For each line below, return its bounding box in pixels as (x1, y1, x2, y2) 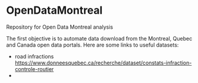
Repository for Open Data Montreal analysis (6, 23, 114, 30)
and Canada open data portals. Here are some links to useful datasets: (6, 41, 179, 48)
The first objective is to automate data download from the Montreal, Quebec (6, 35, 193, 42)
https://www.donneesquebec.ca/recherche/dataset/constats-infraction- (14, 59, 192, 66)
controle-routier (14, 65, 54, 72)
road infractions (14, 53, 54, 60)
